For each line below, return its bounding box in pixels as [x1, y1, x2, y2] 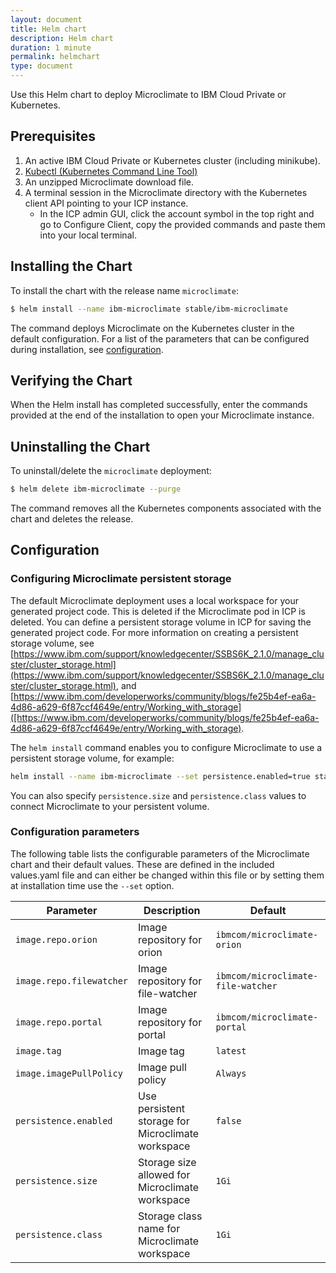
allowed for [138, 1167, 191, 1181]
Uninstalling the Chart [10, 438, 151, 455]
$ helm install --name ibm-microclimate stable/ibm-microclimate [10, 304, 288, 314]
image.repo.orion [15, 934, 98, 945]
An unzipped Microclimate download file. [24, 176, 194, 188]
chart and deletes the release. [10, 513, 134, 525]
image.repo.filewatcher [15, 975, 129, 986]
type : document [10, 61, 74, 71]
